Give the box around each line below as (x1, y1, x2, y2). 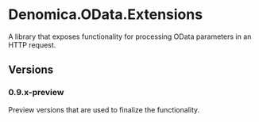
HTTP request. (8, 40, 56, 49)
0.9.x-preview (8, 87, 64, 98)
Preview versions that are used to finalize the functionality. (8, 105, 200, 114)
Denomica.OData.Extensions (8, 6, 203, 24)
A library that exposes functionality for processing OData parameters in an (8, 32, 252, 41)
